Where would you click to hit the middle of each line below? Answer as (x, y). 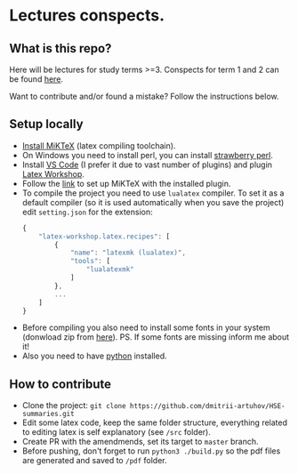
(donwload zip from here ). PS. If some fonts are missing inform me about (156, 337)
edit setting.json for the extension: (87, 212)
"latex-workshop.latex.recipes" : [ (105, 237)
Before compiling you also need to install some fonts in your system (146, 328)
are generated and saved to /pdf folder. (94, 461)
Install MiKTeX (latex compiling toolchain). (99, 145)
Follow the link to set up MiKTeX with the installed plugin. (126, 183)
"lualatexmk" (110, 269)
